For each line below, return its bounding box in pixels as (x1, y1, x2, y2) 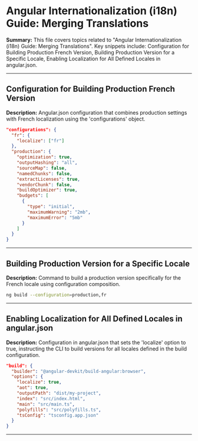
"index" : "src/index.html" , (16, 395, 85, 401)
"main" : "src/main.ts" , (16, 401, 75, 407)
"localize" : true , (16, 380, 62, 385)
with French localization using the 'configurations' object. (6, 115, 146, 122)
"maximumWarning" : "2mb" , (27, 209, 91, 215)
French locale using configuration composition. (6, 280, 121, 287)
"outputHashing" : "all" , (16, 160, 78, 166)
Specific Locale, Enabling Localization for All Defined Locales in (6, 55, 161, 62)
